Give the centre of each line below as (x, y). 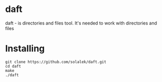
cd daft (13, 66)
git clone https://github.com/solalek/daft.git (56, 62)
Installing (25, 49)
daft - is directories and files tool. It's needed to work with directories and (81, 23)
